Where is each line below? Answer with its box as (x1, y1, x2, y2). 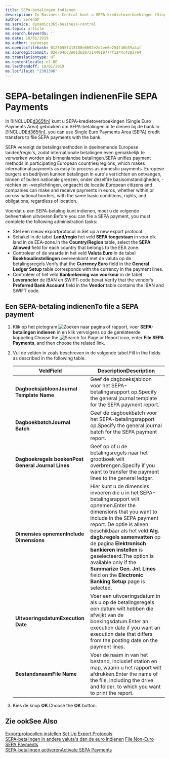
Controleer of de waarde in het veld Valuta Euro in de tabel (12, 249, 136, 256)
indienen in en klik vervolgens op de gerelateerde (36, 329, 141, 335)
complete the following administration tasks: (5, 219, 98, 225)
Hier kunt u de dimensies (90, 483, 150, 490)
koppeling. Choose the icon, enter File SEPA (12, 334, 164, 340)
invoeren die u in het (90, 489, 139, 496)
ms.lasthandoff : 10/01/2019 (5, 64, 65, 69)
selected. (90, 584, 112, 591)
